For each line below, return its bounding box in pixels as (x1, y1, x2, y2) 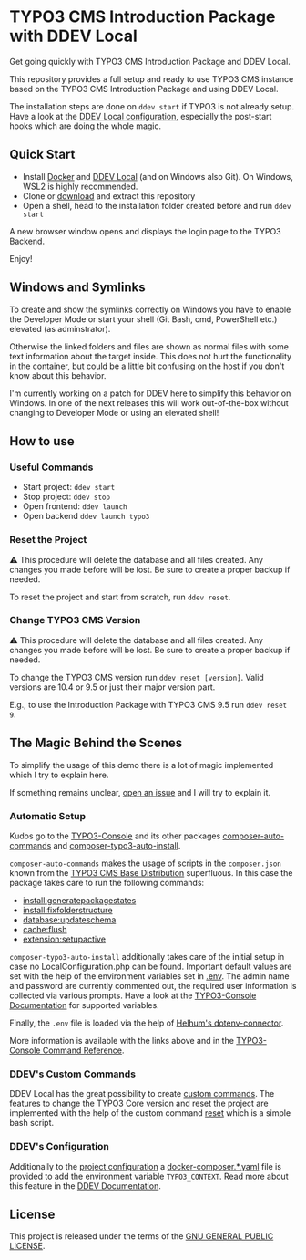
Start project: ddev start (22, 482, 116, 493)
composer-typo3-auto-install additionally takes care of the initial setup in (9, 951, 285, 962)
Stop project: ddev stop (22, 491, 111, 503)
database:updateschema (22, 914, 117, 925)
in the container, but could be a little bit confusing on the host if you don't (9, 360, 285, 371)
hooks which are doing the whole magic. (9, 120, 162, 131)
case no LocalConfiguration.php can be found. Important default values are (9, 961, 293, 972)
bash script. (9, 1118, 55, 1129)
